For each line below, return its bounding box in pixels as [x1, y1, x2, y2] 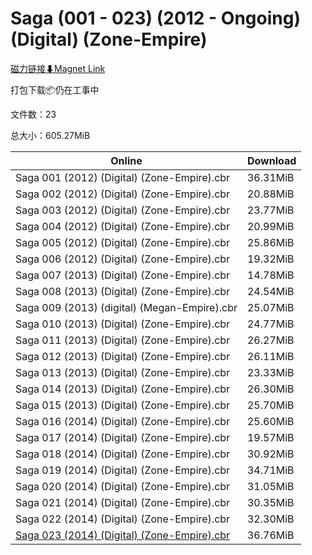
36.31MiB [246, 170, 295, 184]
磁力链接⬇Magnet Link [10, 62, 106, 74]
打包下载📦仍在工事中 [10, 83, 100, 96]
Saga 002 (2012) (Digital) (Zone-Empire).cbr [15, 187, 231, 201]
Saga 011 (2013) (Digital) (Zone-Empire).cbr [15, 333, 231, 347]
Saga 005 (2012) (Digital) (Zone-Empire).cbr [15, 235, 231, 249]
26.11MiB [246, 349, 295, 363]
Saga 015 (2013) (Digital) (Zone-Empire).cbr [15, 398, 231, 412]
